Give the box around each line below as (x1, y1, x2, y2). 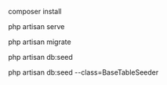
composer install (8, 7, 62, 16)
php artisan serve (8, 22, 65, 31)
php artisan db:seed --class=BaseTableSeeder (8, 68, 159, 77)
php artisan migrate (8, 37, 72, 46)
